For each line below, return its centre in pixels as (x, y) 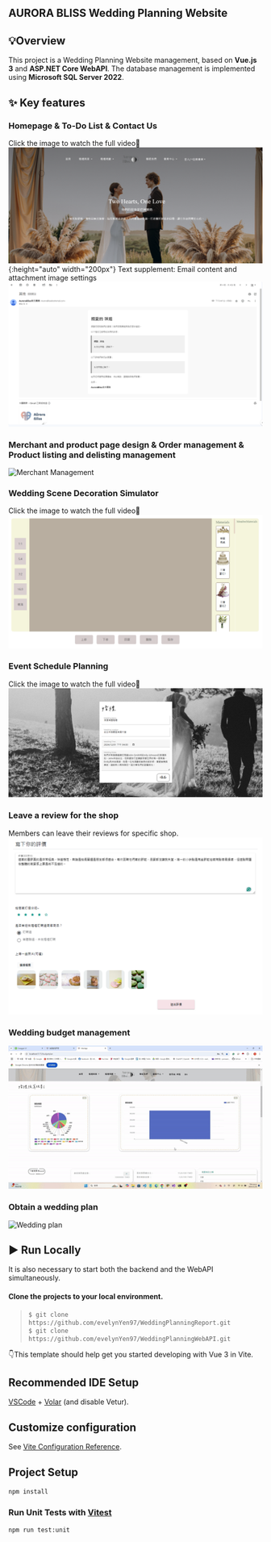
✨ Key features (47, 103)
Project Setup (44, 1472)
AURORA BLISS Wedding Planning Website (118, 13)
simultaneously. (34, 1278)
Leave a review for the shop (64, 815)
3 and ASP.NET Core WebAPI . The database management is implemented (132, 69)
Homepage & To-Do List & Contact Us (83, 126)
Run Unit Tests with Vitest (60, 1512)
